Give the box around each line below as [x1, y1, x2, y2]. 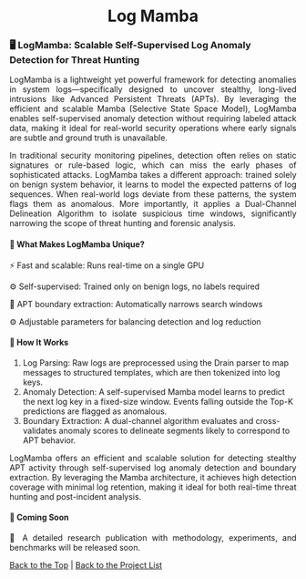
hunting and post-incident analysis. [9, 491, 142, 501]
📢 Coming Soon [9, 512, 69, 523]
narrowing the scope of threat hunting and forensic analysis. [9, 218, 237, 229]
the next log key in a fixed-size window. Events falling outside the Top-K [22, 396, 294, 407]
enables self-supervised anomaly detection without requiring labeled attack [9, 113, 297, 124]
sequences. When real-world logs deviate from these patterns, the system [9, 189, 297, 200]
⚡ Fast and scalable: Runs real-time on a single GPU [9, 260, 205, 271]
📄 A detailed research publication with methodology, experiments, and [9, 532, 297, 543]
